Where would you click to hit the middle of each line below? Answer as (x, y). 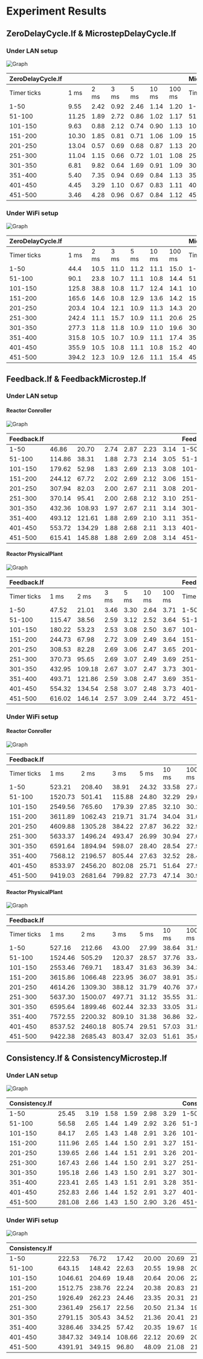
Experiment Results (56, 11)
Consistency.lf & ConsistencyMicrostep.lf (87, 1058)
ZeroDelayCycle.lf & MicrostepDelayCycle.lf (91, 34)
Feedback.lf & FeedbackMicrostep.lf (76, 379)
